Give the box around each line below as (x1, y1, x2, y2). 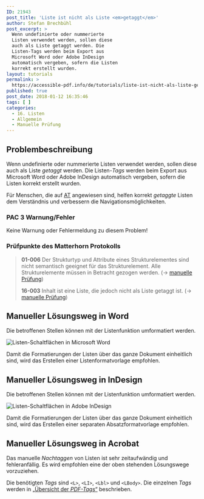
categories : (6, 104, 36, 111)
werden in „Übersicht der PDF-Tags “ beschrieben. (6, 485, 132, 492)
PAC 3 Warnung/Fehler (6, 213, 75, 222)
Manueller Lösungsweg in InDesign (6, 375, 143, 385)
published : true (6, 88, 47, 94)
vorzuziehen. (6, 467, 39, 474)
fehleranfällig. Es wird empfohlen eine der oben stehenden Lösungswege (6, 461, 189, 468)
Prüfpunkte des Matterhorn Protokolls (6, 242, 121, 251)
